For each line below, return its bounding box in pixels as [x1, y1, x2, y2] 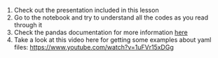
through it [13, 21, 43, 29]
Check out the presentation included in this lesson [13, 6, 159, 14]
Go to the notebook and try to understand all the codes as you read [13, 13, 209, 22]
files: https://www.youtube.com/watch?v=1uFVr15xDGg [13, 43, 174, 51]
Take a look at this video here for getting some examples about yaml [13, 36, 212, 44]
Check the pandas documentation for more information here [13, 28, 188, 36]
